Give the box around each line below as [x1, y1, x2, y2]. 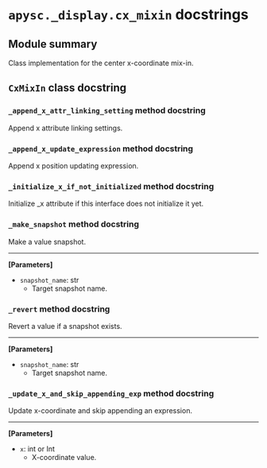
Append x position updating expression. [8, 161, 139, 170]
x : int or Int [19, 444, 56, 454]
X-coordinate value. [31, 453, 97, 462]
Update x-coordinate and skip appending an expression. [8, 406, 193, 416]
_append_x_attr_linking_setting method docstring [8, 105, 206, 116]
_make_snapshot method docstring [8, 219, 140, 230]
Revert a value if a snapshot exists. [8, 321, 122, 331]
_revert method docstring [8, 304, 110, 315]
